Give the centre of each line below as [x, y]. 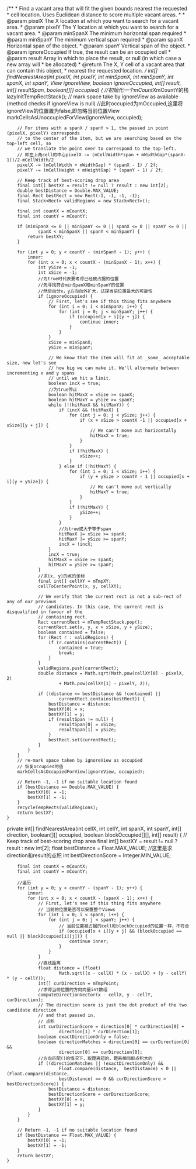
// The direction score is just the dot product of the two [112, 1005]
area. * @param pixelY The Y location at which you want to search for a [92, 27]
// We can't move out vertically [131, 487]
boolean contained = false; [72, 632]
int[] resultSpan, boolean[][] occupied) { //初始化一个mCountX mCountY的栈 [98, 90]
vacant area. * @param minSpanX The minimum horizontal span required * [97, 33]
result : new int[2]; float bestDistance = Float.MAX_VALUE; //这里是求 [90, 848]
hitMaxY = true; [110, 492]
